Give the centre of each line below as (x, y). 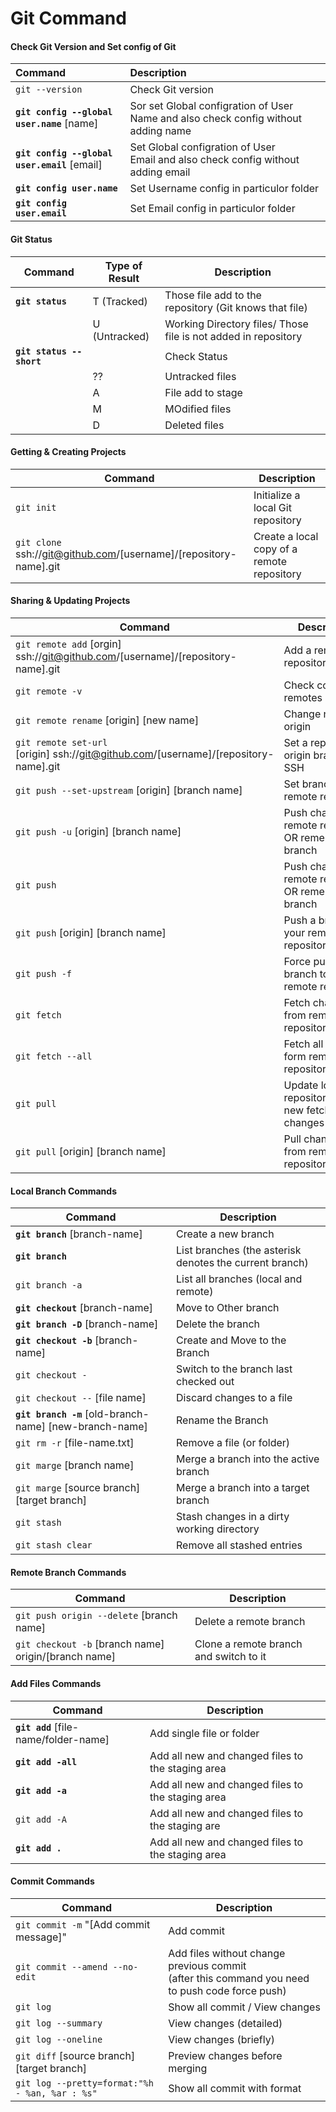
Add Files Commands (56, 1683)
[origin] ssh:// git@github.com (84, 754)
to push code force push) (227, 1990)
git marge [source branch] (78, 1488)
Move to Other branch (228, 1308)
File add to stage (203, 392)
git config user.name (66, 188)
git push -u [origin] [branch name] (98, 831)
